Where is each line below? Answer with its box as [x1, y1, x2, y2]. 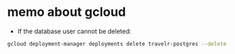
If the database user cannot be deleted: [17, 27, 131, 35]
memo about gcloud [7, 4, 126, 20]
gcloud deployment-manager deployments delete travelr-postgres [7, 40, 199, 47]
